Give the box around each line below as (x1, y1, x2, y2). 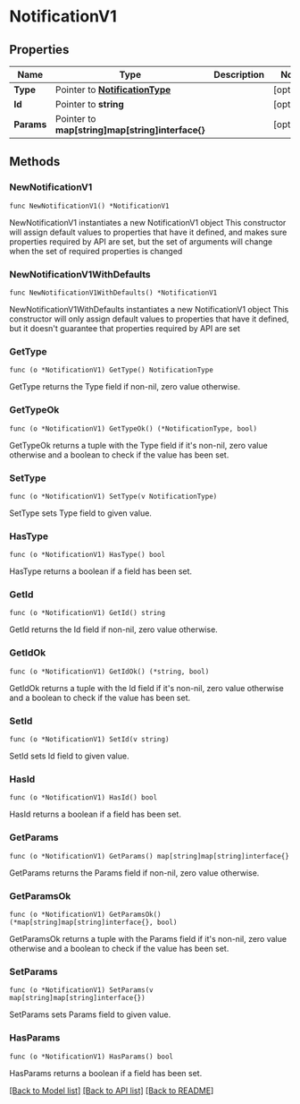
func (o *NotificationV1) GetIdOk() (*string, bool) (9, 667, 210, 676)
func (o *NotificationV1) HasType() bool (9, 551, 166, 560)
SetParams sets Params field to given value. (9, 1009, 171, 1020)
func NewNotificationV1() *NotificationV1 (9, 201, 170, 210)
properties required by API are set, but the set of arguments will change (9, 235, 273, 247)
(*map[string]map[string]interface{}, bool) (9, 918, 178, 927)
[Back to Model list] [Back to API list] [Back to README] (9, 1085, 214, 1096)
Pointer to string (54, 98, 125, 110)
